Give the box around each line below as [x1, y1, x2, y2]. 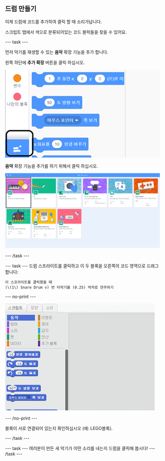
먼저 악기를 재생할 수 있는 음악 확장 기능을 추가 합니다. [5, 49, 109, 55]
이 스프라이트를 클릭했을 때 [5, 280, 53, 285]
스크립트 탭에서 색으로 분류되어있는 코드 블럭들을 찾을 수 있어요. [5, 29, 127, 35]
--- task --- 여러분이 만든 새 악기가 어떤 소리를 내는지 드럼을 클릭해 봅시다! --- [5, 445, 156, 451]
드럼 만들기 [5, 4, 37, 13]
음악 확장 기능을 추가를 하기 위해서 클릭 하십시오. [5, 163, 98, 169]
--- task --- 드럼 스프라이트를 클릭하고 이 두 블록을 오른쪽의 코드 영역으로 [5, 263, 146, 269]
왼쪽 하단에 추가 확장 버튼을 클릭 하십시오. [5, 59, 85, 65]
